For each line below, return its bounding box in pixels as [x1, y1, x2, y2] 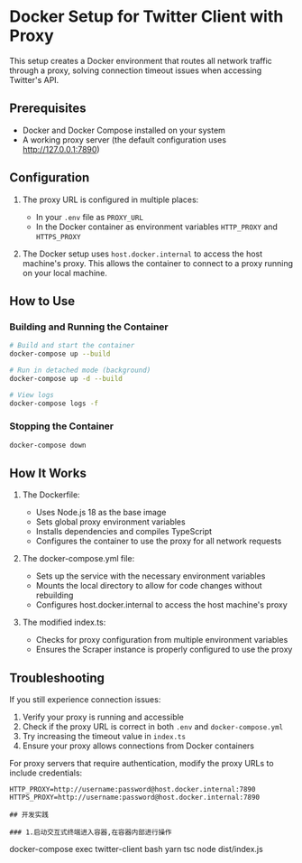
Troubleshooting [9, 670, 105, 685]
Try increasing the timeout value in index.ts [22, 731, 187, 742]
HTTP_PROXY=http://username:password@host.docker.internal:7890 [9, 785, 256, 794]
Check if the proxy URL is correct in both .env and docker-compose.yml [22, 721, 284, 732]
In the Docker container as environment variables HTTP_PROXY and [35, 221, 278, 232]
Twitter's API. [9, 74, 59, 85]
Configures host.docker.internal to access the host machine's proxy [35, 599, 288, 610]
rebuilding [35, 589, 74, 601]
